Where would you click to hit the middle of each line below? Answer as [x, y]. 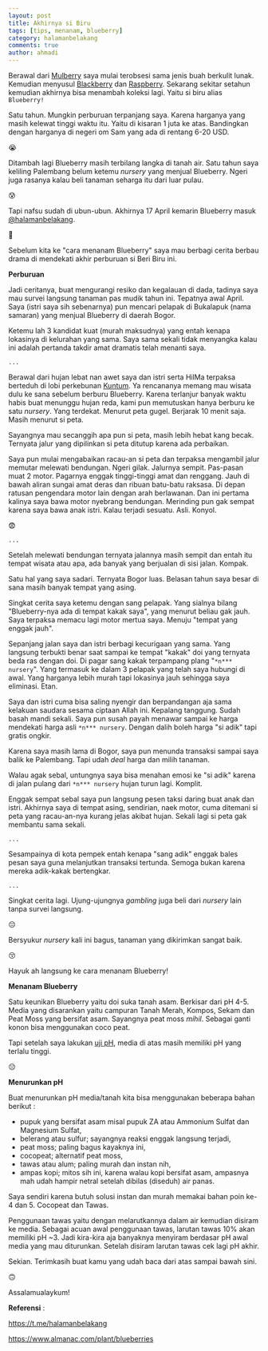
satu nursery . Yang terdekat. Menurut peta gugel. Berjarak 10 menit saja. [127, 411]
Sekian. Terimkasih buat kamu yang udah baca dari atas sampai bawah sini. [133, 1262]
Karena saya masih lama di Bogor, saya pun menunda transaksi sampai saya [134, 751]
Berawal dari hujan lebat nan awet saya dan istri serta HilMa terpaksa [122, 377]
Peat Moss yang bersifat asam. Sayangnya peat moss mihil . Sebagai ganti [130, 1019]
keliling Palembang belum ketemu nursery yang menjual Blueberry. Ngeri [128, 171]
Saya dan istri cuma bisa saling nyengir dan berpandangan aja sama [120, 701]
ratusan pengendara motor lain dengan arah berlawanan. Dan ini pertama [129, 493]
